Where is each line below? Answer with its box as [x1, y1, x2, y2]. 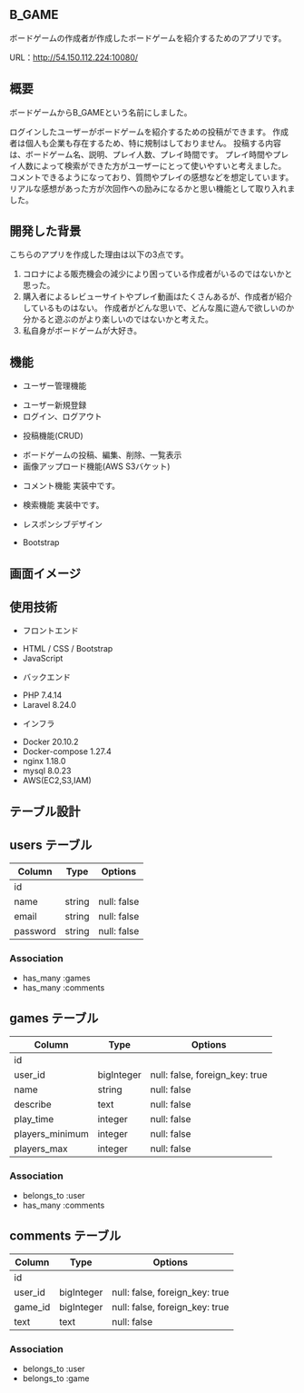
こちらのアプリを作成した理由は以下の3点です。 [9, 249, 189, 260]
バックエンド [22, 672, 71, 682]
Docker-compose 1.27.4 [22, 746, 112, 757]
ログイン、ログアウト [22, 411, 103, 422]
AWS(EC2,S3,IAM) [22, 775, 93, 786]
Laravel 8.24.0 [22, 700, 77, 711]
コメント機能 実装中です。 [22, 481, 121, 492]
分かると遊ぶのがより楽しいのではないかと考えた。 [22, 313, 213, 325]
